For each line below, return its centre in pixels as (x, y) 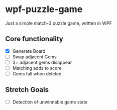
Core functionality (34, 39)
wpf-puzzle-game (44, 9)
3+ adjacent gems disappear (42, 62)
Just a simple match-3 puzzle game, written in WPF (59, 23)
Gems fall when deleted (37, 74)
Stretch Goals (27, 90)
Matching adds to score (37, 68)
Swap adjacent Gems (34, 57)
